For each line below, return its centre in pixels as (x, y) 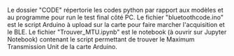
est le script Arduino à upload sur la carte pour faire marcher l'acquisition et (116, 25)
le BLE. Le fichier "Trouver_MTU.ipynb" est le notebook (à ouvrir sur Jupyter (117, 32)
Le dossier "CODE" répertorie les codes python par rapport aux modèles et (115, 10)
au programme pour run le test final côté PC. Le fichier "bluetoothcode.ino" (115, 17)
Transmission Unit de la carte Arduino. (62, 47)
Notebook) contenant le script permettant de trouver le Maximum (101, 39)
